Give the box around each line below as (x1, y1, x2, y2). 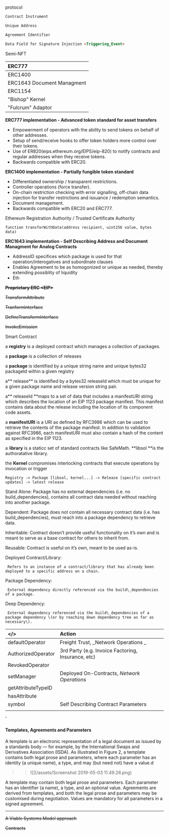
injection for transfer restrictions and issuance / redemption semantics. (12, 194, 160, 201)
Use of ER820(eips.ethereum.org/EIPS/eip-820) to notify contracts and (12, 148, 160, 154)
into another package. (5, 499, 51, 505)
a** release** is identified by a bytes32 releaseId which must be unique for (5, 378, 161, 384)
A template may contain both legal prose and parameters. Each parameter (5, 779, 158, 785)
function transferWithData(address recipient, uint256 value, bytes (5, 225, 152, 230)
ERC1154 (8, 87, 31, 94)
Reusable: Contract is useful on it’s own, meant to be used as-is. (5, 545, 138, 551)
